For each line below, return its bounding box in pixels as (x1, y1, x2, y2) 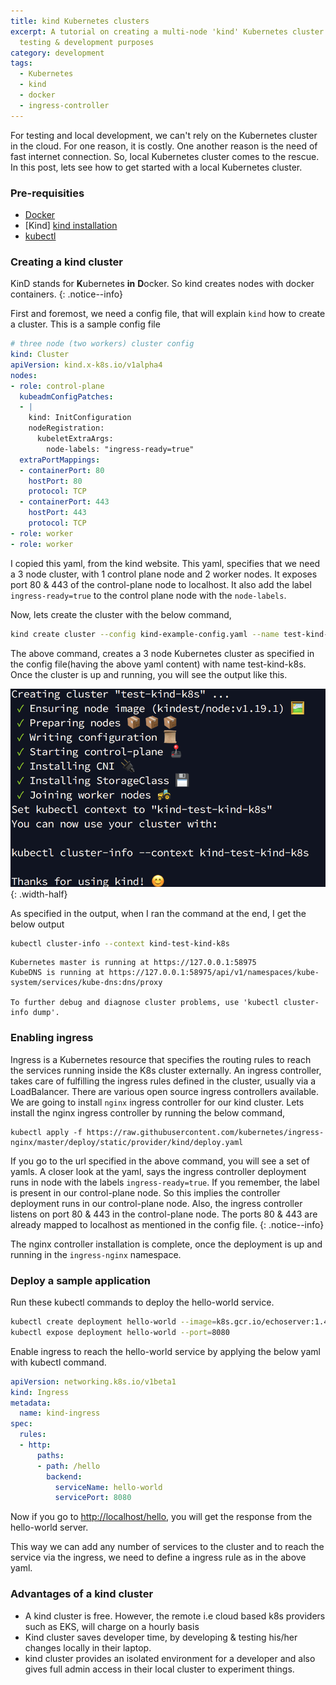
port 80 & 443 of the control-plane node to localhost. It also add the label (10, 578, 312, 590)
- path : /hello (36, 1461, 101, 1471)
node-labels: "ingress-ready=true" (46, 444, 195, 454)
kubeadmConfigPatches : (19, 391, 114, 402)
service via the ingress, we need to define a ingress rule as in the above (10, 1551, 307, 1564)
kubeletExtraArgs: (36, 434, 114, 444)
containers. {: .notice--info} (10, 288, 123, 300)
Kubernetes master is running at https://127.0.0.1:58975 (10, 958, 257, 968)
